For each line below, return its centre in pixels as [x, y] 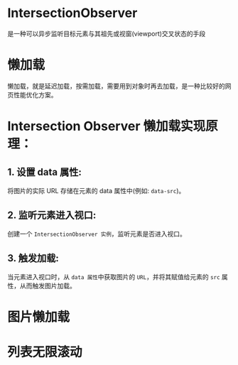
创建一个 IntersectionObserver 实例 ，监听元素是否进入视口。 [97, 234]
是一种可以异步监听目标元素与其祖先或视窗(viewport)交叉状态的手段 [107, 33]
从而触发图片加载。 [48, 285]
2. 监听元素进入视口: [52, 216]
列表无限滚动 [45, 352]
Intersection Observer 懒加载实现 [107, 126]
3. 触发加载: [33, 258]
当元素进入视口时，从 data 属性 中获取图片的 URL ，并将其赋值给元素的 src [114, 277]
